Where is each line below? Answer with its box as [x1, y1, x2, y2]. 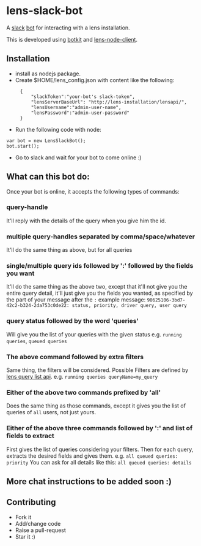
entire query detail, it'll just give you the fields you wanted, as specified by [6, 289, 194, 297]
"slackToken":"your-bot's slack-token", [31, 93, 136, 100]
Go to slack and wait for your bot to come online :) [15, 154, 142, 161]
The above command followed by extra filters [6, 352, 144, 361]
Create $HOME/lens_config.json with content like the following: [15, 76, 175, 83]
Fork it [15, 513, 32, 521]
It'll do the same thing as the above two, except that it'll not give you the [6, 283, 188, 290]
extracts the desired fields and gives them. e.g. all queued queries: [6, 452, 178, 460]
